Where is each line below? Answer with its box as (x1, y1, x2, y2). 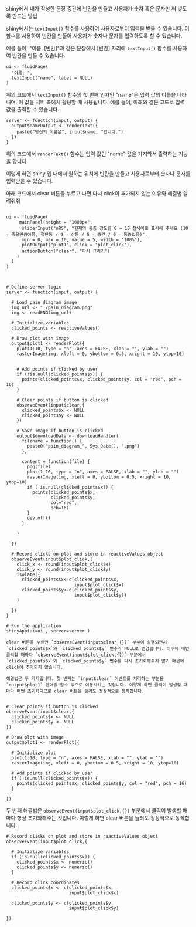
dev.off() (27, 515, 51, 521)
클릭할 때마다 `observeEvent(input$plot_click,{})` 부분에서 (6, 652, 146, 658)
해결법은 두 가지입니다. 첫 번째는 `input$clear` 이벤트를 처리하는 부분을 (6, 676, 164, 682)
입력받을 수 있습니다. (6, 178, 53, 184)
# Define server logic (6, 284, 61, 290)
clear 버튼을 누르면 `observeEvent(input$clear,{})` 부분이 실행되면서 (6, 640, 167, 645)
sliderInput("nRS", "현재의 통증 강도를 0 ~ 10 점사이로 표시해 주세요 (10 (21, 225, 188, 231)
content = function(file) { (21, 459, 91, 465)
